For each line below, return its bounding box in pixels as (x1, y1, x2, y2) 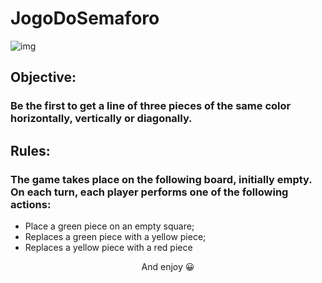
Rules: (10, 142, 51, 159)
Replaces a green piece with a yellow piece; (24, 230, 207, 242)
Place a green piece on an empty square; (24, 220, 195, 232)
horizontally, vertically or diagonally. (10, 112, 193, 126)
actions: (10, 197, 52, 211)
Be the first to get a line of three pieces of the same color (10, 99, 292, 113)
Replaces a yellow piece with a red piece (24, 241, 193, 253)
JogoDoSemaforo (10, 7, 160, 30)
